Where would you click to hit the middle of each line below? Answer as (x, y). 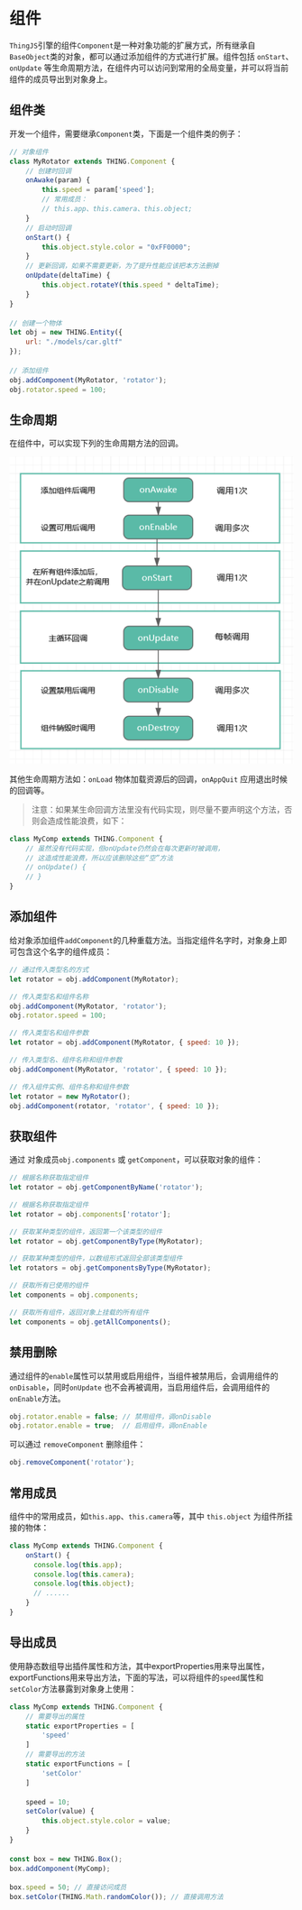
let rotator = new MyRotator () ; (70, 1097)
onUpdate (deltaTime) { (68, 276)
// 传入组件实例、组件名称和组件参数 (69, 1087)
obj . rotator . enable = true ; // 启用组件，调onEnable (108, 1426)
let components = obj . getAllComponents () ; (90, 1322)
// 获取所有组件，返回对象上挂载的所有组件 (79, 1312)
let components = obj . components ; (74, 1295)
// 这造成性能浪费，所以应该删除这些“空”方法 (100, 858)
